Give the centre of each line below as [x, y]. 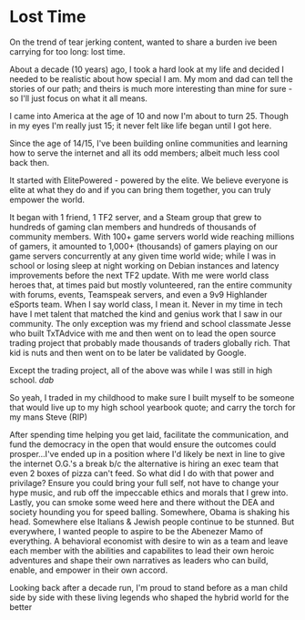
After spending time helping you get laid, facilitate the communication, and [149, 434]
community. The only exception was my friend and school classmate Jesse [150, 323]
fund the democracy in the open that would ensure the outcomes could [143, 444]
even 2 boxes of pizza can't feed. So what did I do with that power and [142, 473]
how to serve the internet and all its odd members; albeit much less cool [145, 153]
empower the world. [47, 199]
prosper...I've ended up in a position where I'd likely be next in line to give [147, 453]
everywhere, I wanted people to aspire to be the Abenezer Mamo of [137, 531]
